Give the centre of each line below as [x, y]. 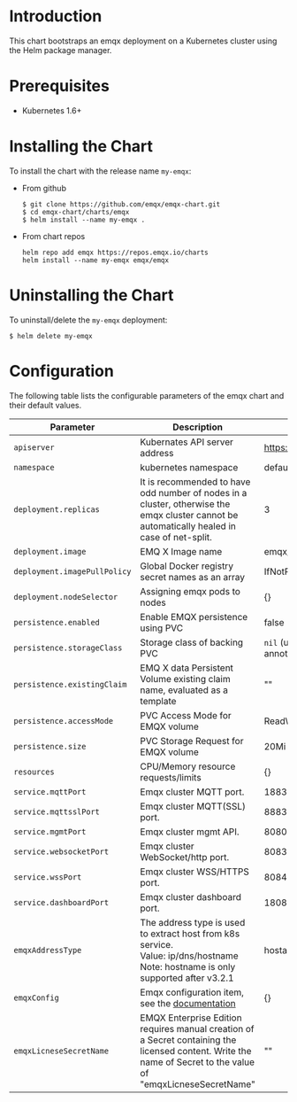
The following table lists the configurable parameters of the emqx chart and [147, 395]
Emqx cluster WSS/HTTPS [194, 872]
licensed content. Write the [196, 1051]
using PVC [162, 628]
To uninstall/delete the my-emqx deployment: [88, 320]
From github [44, 188]
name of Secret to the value [197, 1062]
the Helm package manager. [61, 50]
